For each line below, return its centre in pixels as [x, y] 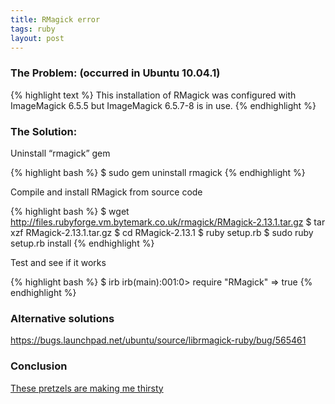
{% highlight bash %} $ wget [70, 211]
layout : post [37, 38]
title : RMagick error [55, 19]
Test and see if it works [58, 262]
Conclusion [39, 366]
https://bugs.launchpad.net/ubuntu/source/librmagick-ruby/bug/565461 [158, 340]
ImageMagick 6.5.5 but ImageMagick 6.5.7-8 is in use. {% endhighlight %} [163, 105]
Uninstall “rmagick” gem [60, 153]
